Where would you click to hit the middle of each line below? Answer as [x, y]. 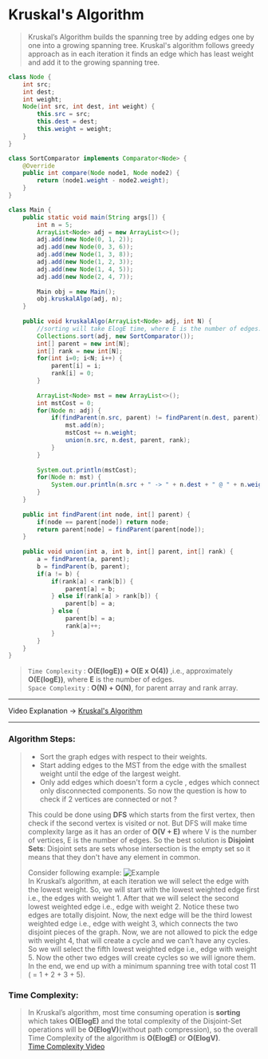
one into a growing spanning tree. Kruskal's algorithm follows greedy [141, 45]
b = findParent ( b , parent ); [83, 566]
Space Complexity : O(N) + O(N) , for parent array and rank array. [133, 688]
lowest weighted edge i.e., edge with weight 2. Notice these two [133, 906]
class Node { [30, 77]
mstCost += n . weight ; [101, 433]
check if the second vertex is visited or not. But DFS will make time [137, 823]
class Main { [30, 209]
